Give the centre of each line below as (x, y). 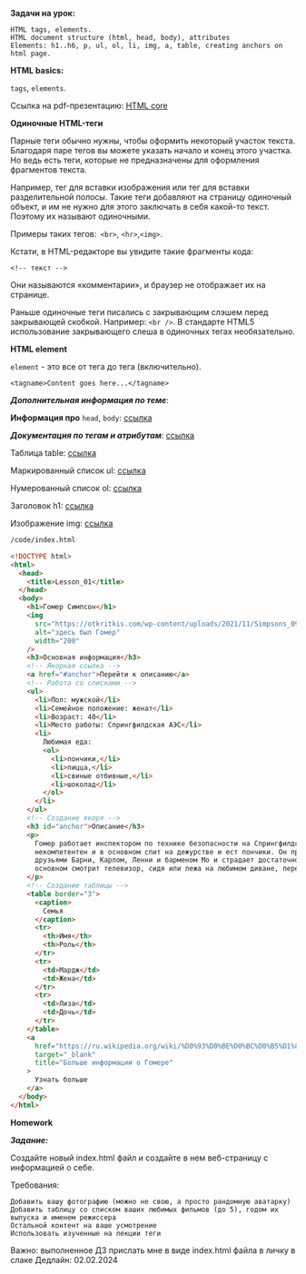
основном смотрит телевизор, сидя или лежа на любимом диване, (157, 869)
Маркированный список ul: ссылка (78, 470)
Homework (32, 1122)
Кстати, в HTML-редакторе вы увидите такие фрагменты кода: (132, 252)
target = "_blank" (65, 1054)
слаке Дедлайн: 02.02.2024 (64, 1259)
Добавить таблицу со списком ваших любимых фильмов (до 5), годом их (145, 1210)
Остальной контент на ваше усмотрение (84, 1225)
